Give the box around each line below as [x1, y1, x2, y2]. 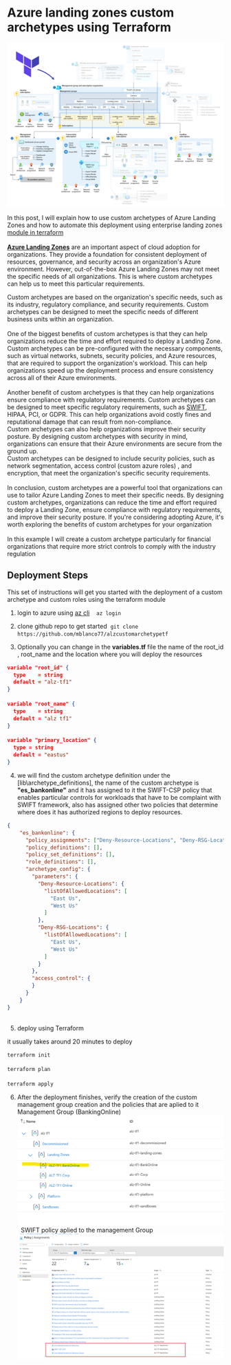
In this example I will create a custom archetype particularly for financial [7, 535, 211, 543]
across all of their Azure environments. [7, 373, 117, 382]
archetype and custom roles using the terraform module [7, 595, 166, 603]
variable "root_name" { [7, 700, 76, 708]
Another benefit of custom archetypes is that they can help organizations [7, 388, 214, 396]
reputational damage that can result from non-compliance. [7, 418, 173, 426]
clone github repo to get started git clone [16, 622, 139, 630]
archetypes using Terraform [7, 19, 172, 35]
